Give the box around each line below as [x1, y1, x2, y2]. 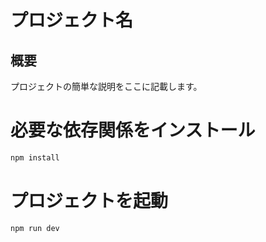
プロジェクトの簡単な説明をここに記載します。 [10, 81, 203, 92]
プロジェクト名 [10, 9, 134, 32]
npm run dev [10, 223, 60, 233]
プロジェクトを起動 [10, 190, 169, 212]
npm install [10, 152, 60, 163]
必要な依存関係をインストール [10, 119, 256, 142]
